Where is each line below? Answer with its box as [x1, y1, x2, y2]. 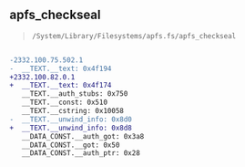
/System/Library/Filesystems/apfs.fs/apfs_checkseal [31, 31, 237, 40]
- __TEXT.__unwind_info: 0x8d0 [9, 114, 132, 124]
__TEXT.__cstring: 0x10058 [21, 107, 125, 116]
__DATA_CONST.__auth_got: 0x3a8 [21, 131, 145, 141]
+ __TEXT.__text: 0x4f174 [9, 81, 112, 90]
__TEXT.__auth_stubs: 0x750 [21, 89, 128, 99]
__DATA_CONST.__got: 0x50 [21, 141, 120, 150]
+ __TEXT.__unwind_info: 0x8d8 [9, 123, 132, 132]
